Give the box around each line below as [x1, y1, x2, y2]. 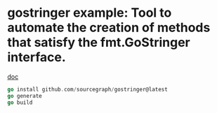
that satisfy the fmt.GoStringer [7, 35, 191, 50]
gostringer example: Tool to [7, 5, 172, 21]
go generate [7, 92, 42, 99]
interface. [7, 50, 66, 66]
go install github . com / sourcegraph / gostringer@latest [7, 86, 169, 93]
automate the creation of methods [7, 20, 211, 36]
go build [7, 99, 33, 106]
